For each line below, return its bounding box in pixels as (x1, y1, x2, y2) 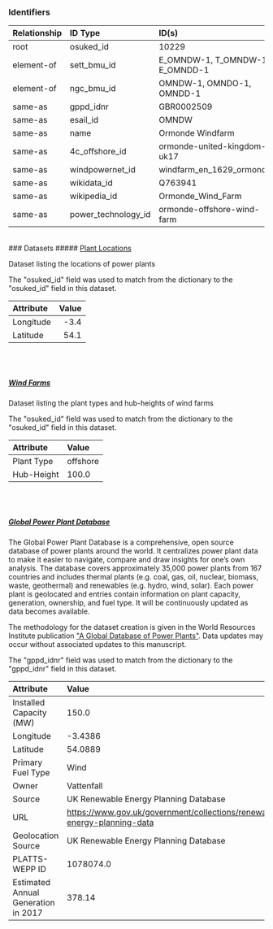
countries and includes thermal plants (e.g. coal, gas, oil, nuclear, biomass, (8, 572, 258, 582)
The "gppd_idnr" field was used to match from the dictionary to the (8, 655, 233, 665)
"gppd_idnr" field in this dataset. (8, 664, 117, 674)
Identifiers (8, 7, 50, 18)
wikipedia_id (69, 190, 118, 202)
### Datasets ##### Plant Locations (8, 243, 132, 254)
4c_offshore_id (69, 145, 128, 157)
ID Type (69, 28, 101, 39)
